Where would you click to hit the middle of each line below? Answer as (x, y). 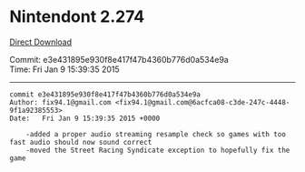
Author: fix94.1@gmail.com (60, 102)
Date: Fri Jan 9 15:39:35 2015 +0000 (85, 118)
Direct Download (41, 42)
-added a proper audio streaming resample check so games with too (156, 134)
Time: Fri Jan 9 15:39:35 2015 (64, 69)
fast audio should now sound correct (81, 142)
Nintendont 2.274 (77, 17)
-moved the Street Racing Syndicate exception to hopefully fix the (158, 150)
